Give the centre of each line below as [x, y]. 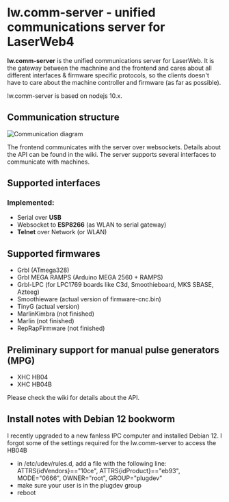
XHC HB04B [35, 384]
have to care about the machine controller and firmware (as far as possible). [114, 82]
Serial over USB [39, 218]
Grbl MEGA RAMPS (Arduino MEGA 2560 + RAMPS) [90, 277]
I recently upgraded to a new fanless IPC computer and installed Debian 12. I [114, 436]
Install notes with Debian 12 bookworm [91, 419]
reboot [26, 492]
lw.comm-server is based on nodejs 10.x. [65, 96]
